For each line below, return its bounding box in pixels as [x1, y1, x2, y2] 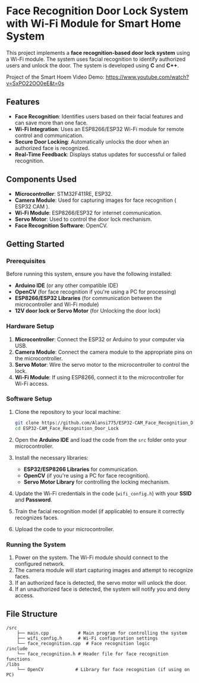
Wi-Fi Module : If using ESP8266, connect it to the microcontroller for [14, 373, 184, 381]
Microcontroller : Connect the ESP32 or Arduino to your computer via [14, 335, 185, 343]
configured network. [14, 560, 65, 567]
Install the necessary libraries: [14, 454, 89, 461]
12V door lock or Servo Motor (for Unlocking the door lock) [14, 307, 161, 314]
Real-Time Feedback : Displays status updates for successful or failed [14, 151, 186, 158]
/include [6, 645, 28, 651]
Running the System [6, 540, 67, 548]
